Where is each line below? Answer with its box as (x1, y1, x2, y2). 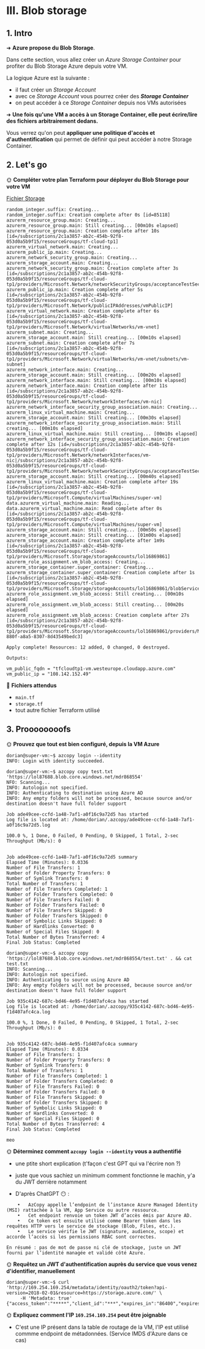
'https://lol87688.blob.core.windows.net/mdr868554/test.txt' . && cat (6, 955, 192, 962)
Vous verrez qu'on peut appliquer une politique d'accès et (6, 129, 156, 136)
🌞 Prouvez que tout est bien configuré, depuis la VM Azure (6, 740, 160, 747)
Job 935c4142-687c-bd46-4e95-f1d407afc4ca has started (6, 998, 149, 1004)
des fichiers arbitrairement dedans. (6, 117, 99, 124)
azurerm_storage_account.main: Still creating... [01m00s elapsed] (6, 532, 182, 538)
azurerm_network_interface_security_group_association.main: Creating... (6, 404, 198, 410)
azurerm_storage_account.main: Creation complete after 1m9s (6, 538, 165, 544)
